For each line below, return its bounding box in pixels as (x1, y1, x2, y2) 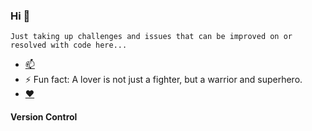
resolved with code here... (10, 40, 128, 51)
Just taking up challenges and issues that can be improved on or (10, 32, 293, 42)
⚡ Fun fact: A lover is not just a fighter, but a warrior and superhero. (24, 74, 303, 86)
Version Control (10, 110, 78, 123)
